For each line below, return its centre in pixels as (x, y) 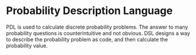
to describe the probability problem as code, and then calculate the (87, 39)
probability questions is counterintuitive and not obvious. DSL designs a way (98, 33)
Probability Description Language (90, 11)
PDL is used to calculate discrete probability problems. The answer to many (97, 27)
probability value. (27, 46)
